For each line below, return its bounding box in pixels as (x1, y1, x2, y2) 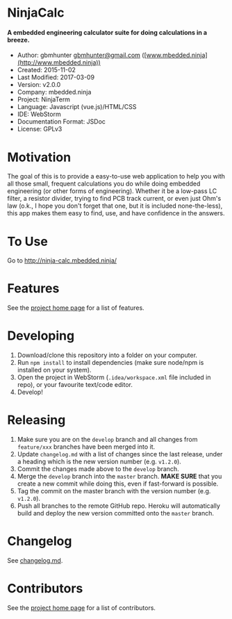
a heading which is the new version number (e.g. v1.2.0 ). (17, 457, 182, 466)
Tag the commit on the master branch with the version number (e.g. (17, 487, 211, 495)
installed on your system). (17, 366, 92, 374)
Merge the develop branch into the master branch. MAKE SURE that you (17, 472, 222, 481)
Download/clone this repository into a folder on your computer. (17, 351, 198, 359)
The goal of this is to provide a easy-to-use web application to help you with (7, 172, 226, 181)
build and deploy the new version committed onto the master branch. (17, 509, 214, 518)
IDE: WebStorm (17, 110, 61, 119)
